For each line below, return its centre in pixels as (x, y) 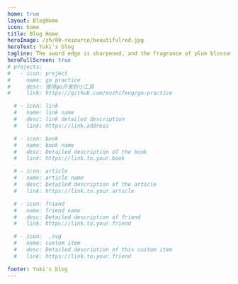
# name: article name (49, 178)
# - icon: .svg (38, 236)
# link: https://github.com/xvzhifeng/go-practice (90, 93)
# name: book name (44, 145)
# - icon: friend (39, 204)
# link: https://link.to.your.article (74, 191)
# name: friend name (47, 210)
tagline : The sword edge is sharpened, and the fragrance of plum (107, 54)
